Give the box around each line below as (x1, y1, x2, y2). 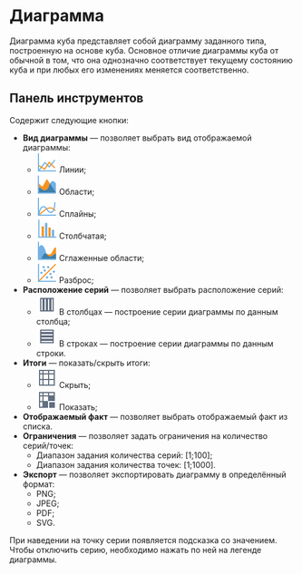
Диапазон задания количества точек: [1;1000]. (35, 459, 216, 470)
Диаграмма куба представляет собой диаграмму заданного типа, (9, 35, 268, 46)
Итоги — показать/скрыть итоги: (22, 357, 151, 368)
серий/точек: (22, 440, 74, 451)
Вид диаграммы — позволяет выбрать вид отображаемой (22, 132, 252, 143)
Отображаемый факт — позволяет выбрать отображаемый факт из (22, 411, 288, 422)
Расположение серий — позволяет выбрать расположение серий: (22, 284, 284, 295)
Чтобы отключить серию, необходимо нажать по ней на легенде (9, 544, 262, 555)
